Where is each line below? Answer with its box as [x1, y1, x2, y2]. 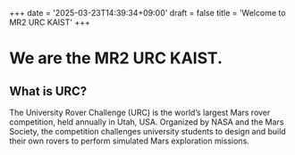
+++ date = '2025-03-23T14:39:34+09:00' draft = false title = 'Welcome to [9, 8, 286, 18]
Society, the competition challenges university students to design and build [9, 126, 286, 136]
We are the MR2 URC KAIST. [9, 48, 223, 69]
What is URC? [9, 84, 88, 99]
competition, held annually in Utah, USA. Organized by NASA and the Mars [9, 117, 284, 127]
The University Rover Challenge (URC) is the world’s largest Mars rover [9, 107, 271, 118]
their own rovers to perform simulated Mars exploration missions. [9, 135, 250, 146]
